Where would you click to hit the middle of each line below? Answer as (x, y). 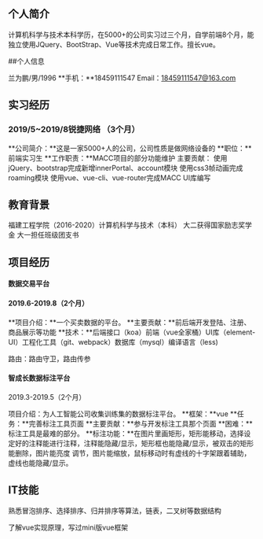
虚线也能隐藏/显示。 (40, 463)
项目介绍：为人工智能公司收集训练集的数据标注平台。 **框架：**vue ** (123, 413)
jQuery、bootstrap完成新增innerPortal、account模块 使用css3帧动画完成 (126, 168)
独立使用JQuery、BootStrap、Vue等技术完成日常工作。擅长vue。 (114, 44)
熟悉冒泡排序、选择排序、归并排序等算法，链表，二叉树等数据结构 (115, 511)
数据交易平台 (29, 284)
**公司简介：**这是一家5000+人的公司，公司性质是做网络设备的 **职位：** (130, 148)
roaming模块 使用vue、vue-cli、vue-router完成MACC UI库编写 (110, 177)
